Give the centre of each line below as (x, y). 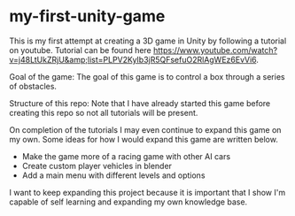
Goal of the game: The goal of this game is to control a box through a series (147, 76)
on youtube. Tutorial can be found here (81, 50)
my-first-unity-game (87, 16)
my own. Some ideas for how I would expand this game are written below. (144, 139)
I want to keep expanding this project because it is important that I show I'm (147, 192)
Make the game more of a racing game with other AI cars (126, 156)
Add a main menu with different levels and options (113, 175)
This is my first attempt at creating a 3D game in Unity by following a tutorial (148, 41)
